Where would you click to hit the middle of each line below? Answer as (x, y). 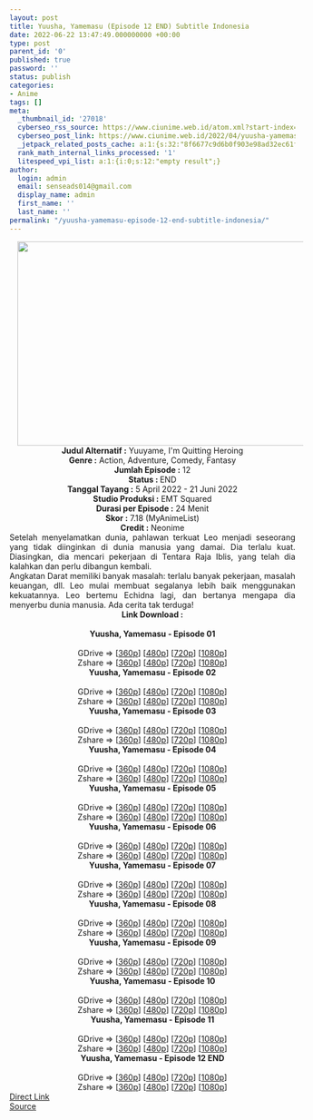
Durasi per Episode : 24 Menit (152, 508)
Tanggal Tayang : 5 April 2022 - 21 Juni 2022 (152, 489)
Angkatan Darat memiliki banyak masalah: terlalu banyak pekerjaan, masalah (152, 575)
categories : (32, 85)
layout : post (34, 18)
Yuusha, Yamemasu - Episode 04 (152, 749)
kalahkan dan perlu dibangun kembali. (81, 566)
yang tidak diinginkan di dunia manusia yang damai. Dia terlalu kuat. (152, 546)
